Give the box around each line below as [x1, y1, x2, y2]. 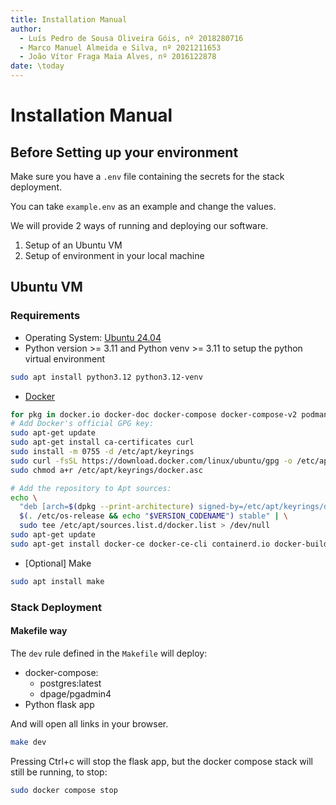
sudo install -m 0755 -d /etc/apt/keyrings [10, 447, 195, 457]
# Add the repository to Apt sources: [10, 483, 172, 493]
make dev [10, 737, 47, 747]
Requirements [10, 309, 81, 323]
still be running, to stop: [10, 766, 108, 778]
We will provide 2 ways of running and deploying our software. [10, 220, 269, 231]
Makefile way [10, 625, 68, 637]
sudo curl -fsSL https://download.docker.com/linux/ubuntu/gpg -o [10, 456, 293, 466]
